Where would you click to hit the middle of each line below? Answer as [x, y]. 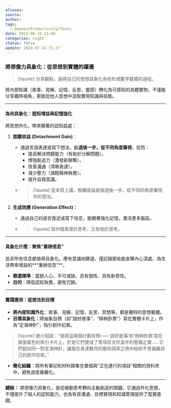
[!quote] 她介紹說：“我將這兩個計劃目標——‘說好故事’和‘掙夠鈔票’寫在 [90, 336]
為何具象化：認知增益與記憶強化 [39, 113]
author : [13, 19]
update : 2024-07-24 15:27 [33, 48]
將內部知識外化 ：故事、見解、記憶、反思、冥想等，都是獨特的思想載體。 [88, 312]
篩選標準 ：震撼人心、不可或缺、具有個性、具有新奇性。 [70, 276]
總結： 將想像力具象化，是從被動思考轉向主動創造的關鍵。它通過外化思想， [84, 388]
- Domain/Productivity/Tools [41, 29]
